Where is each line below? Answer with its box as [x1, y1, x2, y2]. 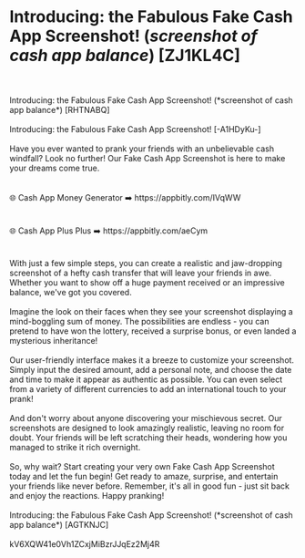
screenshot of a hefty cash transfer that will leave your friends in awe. [9, 267, 272, 278]
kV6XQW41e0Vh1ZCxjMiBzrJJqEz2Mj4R [9, 538, 160, 549]
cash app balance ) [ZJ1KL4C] [9, 46, 241, 66]
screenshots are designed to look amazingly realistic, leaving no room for [9, 422, 285, 433]
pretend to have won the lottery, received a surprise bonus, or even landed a [9, 325, 297, 336]
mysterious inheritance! [9, 335, 98, 346]
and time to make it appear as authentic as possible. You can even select [9, 374, 283, 385]
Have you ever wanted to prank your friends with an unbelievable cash [9, 143, 275, 154]
